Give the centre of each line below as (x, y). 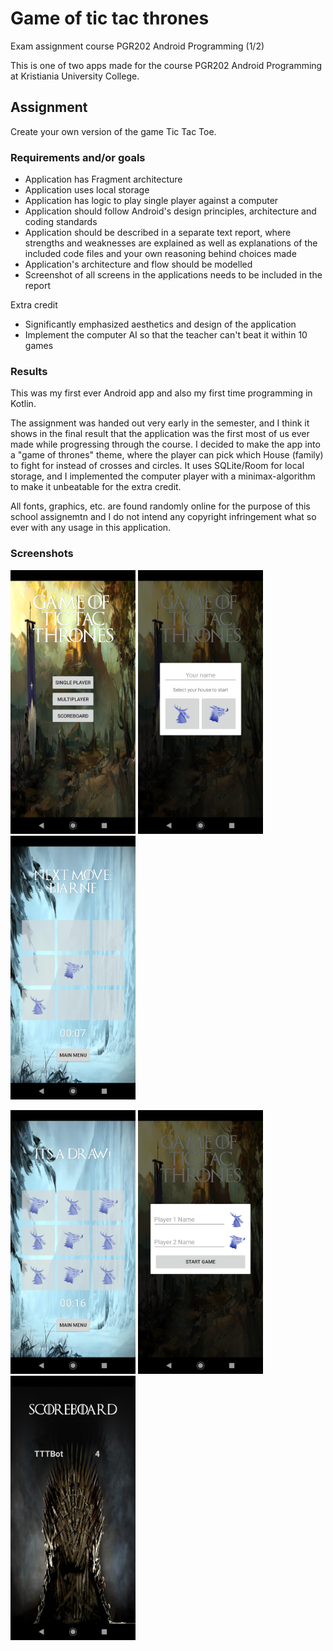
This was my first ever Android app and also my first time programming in (161, 393)
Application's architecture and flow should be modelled (138, 264)
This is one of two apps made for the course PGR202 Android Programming (166, 65)
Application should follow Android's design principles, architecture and (170, 211)
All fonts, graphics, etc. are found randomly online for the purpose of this (160, 506)
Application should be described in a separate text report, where (158, 233)
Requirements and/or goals (78, 157)
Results (29, 371)
